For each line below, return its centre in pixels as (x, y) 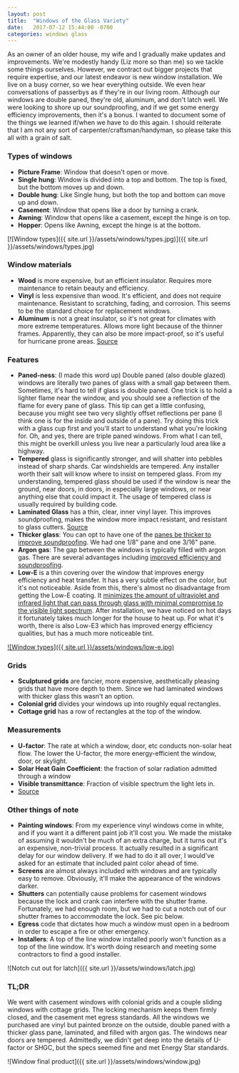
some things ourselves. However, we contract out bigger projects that (110, 69)
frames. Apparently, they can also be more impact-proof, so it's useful (121, 334)
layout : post (27, 14)
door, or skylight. (42, 761)
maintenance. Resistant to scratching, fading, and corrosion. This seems (124, 303)
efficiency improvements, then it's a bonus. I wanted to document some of (117, 115)
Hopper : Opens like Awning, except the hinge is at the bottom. (109, 225)
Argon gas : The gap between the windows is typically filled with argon (122, 550)
